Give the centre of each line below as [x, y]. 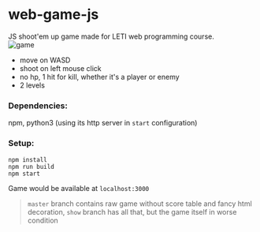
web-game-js [54, 15]
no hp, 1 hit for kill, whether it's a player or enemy [99, 77]
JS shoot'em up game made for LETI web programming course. [111, 36]
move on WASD [45, 60]
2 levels [32, 85]
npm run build [32, 167]
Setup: [21, 144]
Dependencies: [38, 106]
